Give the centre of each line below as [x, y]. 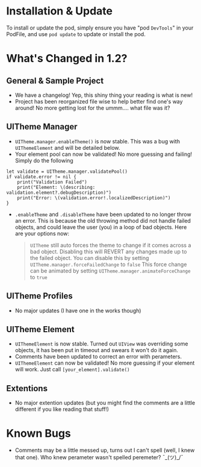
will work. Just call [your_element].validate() [72, 370]
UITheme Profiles [40, 296]
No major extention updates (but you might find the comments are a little [105, 403]
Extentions [27, 388]
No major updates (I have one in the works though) [78, 311]
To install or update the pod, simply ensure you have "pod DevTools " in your [100, 28]
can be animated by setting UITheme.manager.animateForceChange [110, 271]
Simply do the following [44, 160]
